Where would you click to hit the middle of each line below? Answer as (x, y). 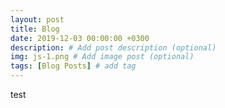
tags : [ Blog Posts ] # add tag (73, 66)
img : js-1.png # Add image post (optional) (102, 57)
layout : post (37, 19)
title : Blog (35, 29)
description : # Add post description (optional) (113, 47)
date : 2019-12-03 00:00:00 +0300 (80, 38)
